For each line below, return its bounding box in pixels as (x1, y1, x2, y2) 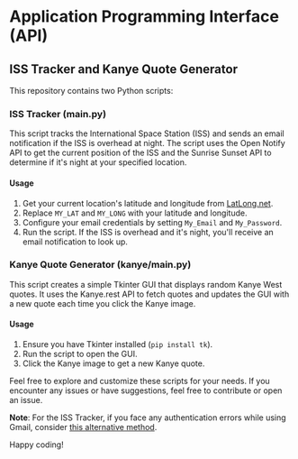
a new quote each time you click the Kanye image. (9, 298, 196, 308)
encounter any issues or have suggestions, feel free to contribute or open (9, 385, 283, 396)
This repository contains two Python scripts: (9, 86, 174, 96)
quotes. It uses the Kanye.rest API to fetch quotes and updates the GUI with (9, 289, 290, 299)
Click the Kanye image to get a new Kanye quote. (22, 358, 205, 369)
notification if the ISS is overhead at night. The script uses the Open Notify (9, 138, 285, 149)
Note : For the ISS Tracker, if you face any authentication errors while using (9, 412, 286, 423)
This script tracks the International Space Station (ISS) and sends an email (9, 128, 285, 139)
